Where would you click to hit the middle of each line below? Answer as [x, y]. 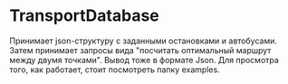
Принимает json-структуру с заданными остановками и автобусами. [144, 41]
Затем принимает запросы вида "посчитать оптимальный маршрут [140, 50]
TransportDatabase [85, 16]
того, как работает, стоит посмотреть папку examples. [115, 70]
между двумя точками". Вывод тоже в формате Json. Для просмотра [144, 60]
